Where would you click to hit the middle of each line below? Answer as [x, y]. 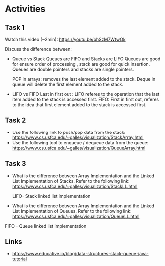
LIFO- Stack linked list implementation [51, 196]
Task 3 [16, 164]
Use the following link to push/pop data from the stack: [69, 132]
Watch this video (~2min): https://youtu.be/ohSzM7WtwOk [65, 39]
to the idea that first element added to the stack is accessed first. [79, 105]
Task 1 [15, 28]
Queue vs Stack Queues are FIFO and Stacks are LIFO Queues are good [86, 59]
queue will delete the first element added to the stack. [68, 84]
